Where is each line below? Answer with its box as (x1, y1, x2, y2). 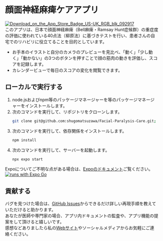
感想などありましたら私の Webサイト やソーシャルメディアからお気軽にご (5, 225, 150, 231)
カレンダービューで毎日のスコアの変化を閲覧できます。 (12, 67, 123, 73)
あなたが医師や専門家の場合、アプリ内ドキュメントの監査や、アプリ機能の (5, 213, 154, 219)
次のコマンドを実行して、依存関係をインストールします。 (12, 128, 127, 134)
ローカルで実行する (5, 83, 63, 91)
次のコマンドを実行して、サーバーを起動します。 (12, 147, 110, 153)
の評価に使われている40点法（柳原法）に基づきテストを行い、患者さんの (5, 33, 151, 38)
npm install (12, 138, 36, 142)
